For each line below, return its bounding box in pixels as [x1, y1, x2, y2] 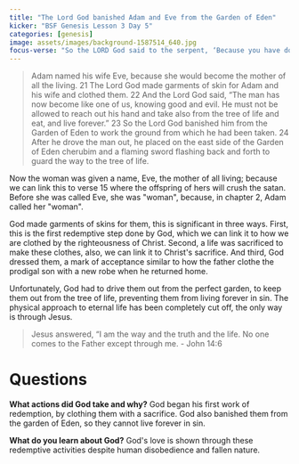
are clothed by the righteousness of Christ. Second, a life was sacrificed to [9, 238, 284, 248]
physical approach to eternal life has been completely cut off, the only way [9, 302, 283, 313]
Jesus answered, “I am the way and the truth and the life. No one [30, 329, 270, 339]
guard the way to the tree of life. [30, 156, 149, 167]
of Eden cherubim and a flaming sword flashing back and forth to [30, 146, 271, 157]
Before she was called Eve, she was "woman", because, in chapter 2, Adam [9, 192, 287, 203]
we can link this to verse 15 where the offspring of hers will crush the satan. [9, 183, 287, 193]
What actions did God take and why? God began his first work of [9, 399, 250, 410]
